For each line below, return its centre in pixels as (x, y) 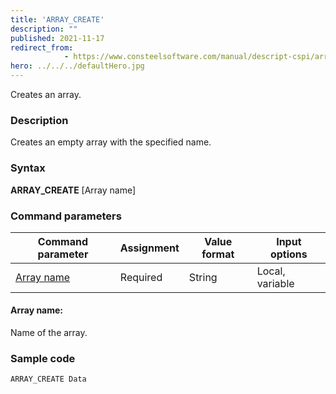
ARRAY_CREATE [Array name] (73, 190)
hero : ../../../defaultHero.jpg (77, 66)
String (203, 277)
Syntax (28, 168)
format (218, 254)
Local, (271, 271)
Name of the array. (49, 333)
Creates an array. (46, 94)
